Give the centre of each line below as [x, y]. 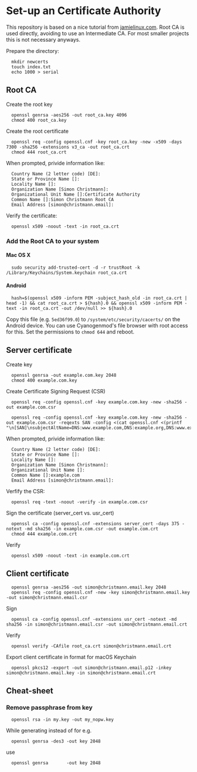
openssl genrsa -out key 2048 [56, 763]
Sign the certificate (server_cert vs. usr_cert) [60, 513]
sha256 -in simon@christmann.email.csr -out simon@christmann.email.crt [97, 624]
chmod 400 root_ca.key [39, 120]
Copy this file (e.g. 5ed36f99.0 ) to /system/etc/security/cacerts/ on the [93, 319]
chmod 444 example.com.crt [44, 534]
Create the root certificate [38, 131]
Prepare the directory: [33, 51]
